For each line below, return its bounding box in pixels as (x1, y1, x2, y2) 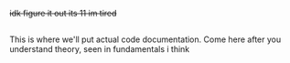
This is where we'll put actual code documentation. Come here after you (9, 34, 282, 45)
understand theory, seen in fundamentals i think (9, 44, 190, 55)
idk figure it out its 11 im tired (9, 8, 117, 18)
